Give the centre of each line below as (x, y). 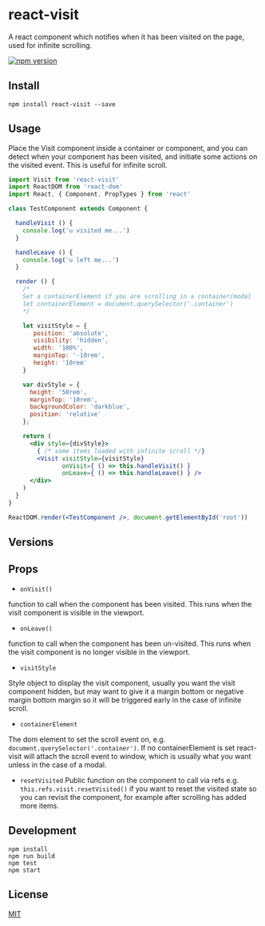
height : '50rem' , (58, 392)
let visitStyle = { (55, 326)
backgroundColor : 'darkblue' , (79, 407)
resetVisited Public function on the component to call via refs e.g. (129, 780)
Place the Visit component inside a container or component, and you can (128, 148)
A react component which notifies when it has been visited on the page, (127, 37)
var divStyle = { (51, 385)
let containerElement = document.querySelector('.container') (128, 304)
